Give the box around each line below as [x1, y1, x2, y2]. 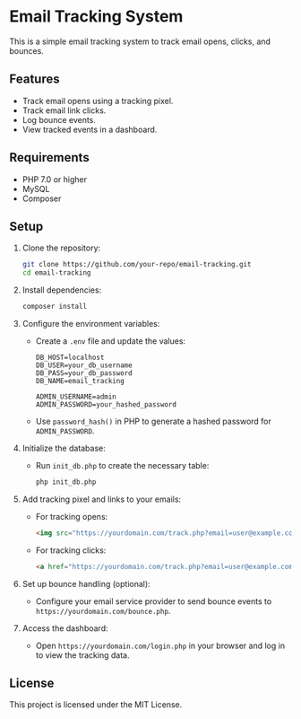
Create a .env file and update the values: [35, 336, 186, 346]
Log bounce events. [21, 114, 97, 125]
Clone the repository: [21, 242, 101, 253]
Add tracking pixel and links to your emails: [21, 494, 182, 504]
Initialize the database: [21, 443, 106, 453]
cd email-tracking [21, 268, 91, 277]
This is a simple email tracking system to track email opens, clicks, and [9, 36, 271, 47]
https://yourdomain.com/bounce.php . [35, 605, 171, 616]
